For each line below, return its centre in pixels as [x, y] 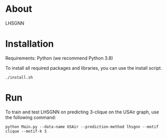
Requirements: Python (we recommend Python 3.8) [59, 58]
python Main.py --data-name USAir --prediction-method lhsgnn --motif [82, 127]
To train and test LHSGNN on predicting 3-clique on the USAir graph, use [82, 112]
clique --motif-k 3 [26, 131]
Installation [30, 44]
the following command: [31, 117]
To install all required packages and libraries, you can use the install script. [84, 68]
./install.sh [19, 77]
